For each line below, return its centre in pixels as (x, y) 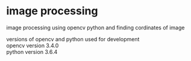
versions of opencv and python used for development (73, 39)
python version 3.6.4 (32, 51)
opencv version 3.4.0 (33, 45)
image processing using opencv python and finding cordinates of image (95, 28)
